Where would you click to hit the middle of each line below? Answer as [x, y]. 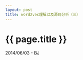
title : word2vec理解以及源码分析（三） [43, 14]
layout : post [19, 10]
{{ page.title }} [36, 39]
